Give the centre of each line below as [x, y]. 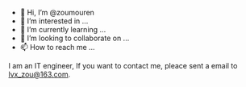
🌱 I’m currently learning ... [63, 29]
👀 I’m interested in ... [54, 21]
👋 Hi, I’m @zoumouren [57, 12]
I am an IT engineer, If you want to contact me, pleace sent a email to [123, 66]
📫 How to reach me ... [57, 47]
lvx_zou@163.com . [40, 74]
